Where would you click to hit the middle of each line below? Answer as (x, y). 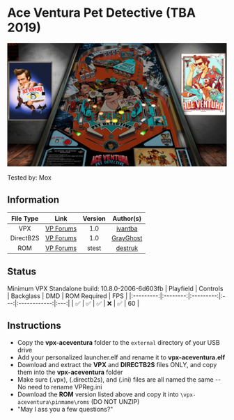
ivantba (127, 228)
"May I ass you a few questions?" (65, 409)
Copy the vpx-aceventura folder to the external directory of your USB (119, 342)
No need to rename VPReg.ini (60, 387)
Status (22, 272)
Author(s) (127, 218)
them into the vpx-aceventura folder (70, 372)
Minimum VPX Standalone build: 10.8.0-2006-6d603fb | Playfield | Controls (115, 288)
